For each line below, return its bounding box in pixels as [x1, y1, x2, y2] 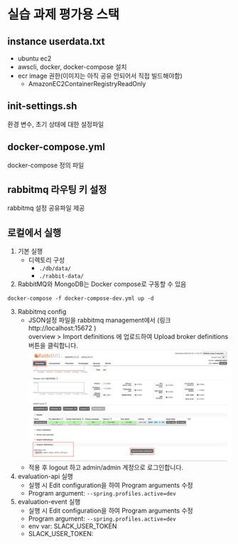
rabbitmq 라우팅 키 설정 [7, 184, 107, 196]
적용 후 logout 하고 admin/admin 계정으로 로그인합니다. [28, 464, 183, 472]
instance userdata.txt [7, 35, 105, 47]
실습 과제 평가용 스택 [7, 6, 119, 23]
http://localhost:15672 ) [28, 324, 97, 333]
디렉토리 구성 [28, 256, 65, 264]
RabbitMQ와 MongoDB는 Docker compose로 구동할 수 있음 [17, 280, 187, 288]
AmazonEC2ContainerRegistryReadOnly [28, 80, 146, 88]
